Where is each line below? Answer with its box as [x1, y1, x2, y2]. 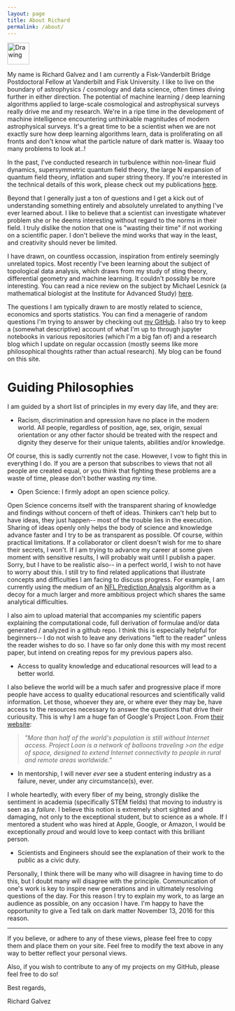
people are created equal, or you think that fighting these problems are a [7, 466, 217, 475]
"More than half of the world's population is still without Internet [24, 733, 210, 742]
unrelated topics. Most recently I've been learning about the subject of [7, 259, 211, 268]
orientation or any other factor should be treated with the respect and [17, 431, 218, 439]
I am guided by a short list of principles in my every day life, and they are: [7, 403, 219, 411]
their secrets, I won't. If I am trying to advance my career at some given [7, 546, 213, 554]
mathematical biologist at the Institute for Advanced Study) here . [7, 289, 194, 298]
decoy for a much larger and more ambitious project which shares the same [7, 590, 226, 598]
